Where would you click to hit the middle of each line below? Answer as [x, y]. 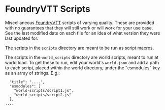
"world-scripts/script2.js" [43, 95]
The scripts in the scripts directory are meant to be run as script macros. [80, 48]
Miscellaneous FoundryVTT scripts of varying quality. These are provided [80, 23]
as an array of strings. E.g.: [33, 73]
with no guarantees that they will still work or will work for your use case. [79, 27]
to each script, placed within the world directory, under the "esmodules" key [82, 68]
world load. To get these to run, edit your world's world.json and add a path [82, 62]
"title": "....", [27, 82]
